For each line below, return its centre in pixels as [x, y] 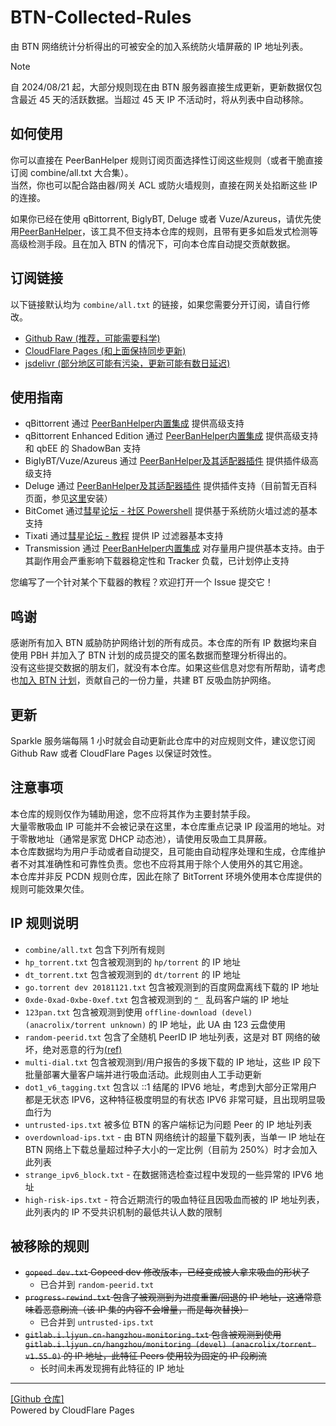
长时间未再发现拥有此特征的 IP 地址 [112, 1368]
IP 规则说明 [44, 923]
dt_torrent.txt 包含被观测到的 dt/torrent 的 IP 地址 [133, 974]
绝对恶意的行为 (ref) [82, 1049]
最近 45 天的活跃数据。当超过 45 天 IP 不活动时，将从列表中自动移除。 [164, 99]
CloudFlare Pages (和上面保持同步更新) [105, 350]
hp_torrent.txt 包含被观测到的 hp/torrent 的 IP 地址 [133, 962]
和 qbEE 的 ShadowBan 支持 [83, 448]
